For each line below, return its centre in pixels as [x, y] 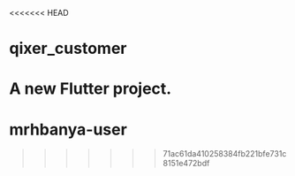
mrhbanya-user [68, 130]
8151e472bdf [186, 164]
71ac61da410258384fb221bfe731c [225, 154]
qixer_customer [68, 49]
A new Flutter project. [91, 89]
